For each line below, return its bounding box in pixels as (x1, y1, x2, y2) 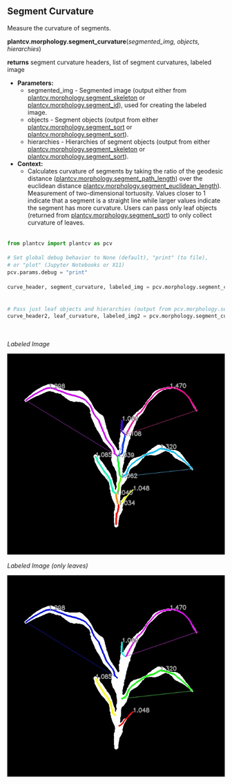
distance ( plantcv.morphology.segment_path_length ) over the (27, 174, 203, 183)
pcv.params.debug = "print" (7, 269, 88, 276)
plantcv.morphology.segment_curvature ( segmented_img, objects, (7, 37, 200, 46)
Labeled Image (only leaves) (7, 561, 88, 570)
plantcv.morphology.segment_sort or (27, 122, 133, 131)
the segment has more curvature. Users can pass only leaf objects (27, 203, 217, 212)
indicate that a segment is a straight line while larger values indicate (27, 196, 221, 205)
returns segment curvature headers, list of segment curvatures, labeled (7, 58, 212, 66)
